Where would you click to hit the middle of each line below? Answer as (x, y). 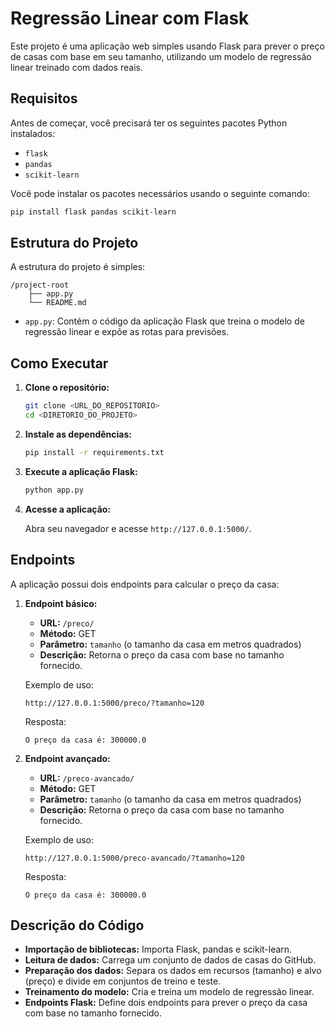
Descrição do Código (77, 925)
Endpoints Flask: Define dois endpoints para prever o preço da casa (166, 1003)
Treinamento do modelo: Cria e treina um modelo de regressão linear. (169, 992)
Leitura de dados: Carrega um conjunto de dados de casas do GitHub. (170, 960)
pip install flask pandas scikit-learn (93, 212)
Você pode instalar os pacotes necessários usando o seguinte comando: (160, 193)
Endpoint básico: (61, 603)
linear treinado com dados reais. (76, 67)
